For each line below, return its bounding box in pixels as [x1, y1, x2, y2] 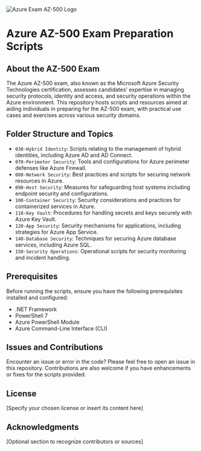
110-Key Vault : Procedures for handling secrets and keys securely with [14, 209, 192, 216]
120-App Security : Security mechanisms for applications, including [14, 222, 181, 229]
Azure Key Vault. [14, 215, 57, 222]
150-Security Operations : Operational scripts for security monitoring [14, 247, 186, 254]
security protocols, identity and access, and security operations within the [6, 92, 191, 99]
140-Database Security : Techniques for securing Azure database [14, 235, 177, 242]
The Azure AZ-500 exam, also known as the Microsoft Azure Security [6, 80, 179, 87]
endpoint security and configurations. [14, 190, 109, 197]
